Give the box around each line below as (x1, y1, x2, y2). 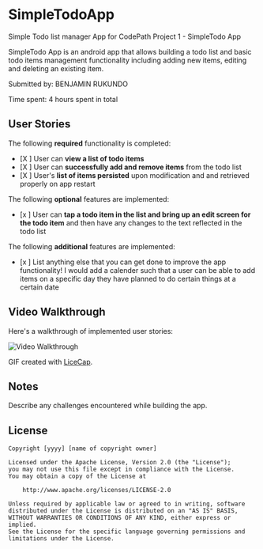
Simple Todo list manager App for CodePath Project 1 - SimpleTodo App (8, 32, 242, 41)
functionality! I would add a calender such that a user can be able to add (19, 265, 256, 274)
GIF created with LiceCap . (8, 357, 93, 366)
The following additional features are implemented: (8, 241, 175, 251)
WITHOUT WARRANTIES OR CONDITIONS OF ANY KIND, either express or (8, 514, 231, 522)
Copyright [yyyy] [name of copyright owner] (8, 445, 157, 452)
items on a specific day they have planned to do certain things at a (19, 274, 237, 283)
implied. (8, 521, 37, 529)
